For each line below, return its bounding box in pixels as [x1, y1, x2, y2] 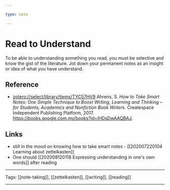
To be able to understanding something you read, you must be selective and [5, 55, 164, 61]
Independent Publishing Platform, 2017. [12, 110, 95, 116]
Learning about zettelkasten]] [12, 149, 74, 155]
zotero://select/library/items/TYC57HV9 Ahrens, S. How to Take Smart [12, 94, 160, 100]
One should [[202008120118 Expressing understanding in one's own [12, 154, 155, 160]
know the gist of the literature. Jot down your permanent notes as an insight [5, 60, 163, 66]
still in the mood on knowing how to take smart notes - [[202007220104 [12, 143, 163, 149]
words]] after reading [12, 160, 57, 166]
